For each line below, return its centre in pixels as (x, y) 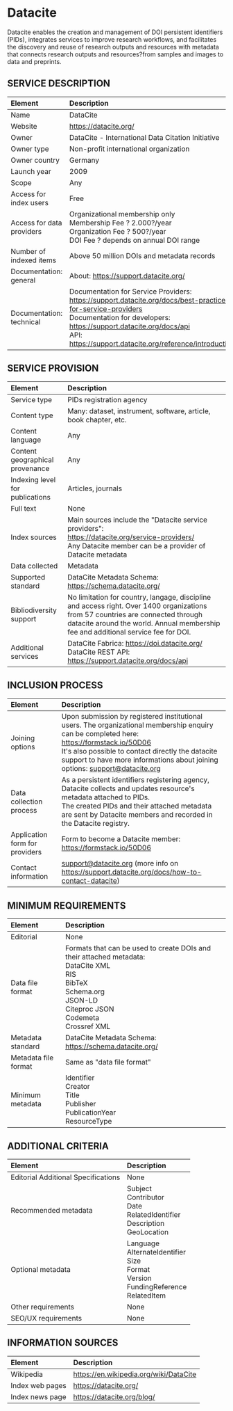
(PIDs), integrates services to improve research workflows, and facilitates (112, 39)
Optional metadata (41, 1269)
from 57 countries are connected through (135, 614)
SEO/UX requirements (46, 1318)
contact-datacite (89, 881)
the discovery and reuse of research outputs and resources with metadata (113, 47)
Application (29, 835)
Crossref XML (88, 1026)
